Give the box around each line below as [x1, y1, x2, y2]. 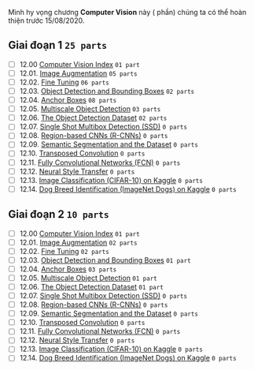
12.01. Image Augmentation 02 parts [19, 237, 138, 247]
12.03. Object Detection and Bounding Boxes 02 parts [19, 87, 195, 95]
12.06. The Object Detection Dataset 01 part [19, 282, 164, 291]
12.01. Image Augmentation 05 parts [19, 68, 138, 78]
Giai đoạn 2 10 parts [8, 207, 110, 221]
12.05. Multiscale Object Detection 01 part [19, 273, 157, 282]
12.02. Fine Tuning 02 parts [19, 246, 110, 256]
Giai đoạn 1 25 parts [8, 39, 108, 52]
